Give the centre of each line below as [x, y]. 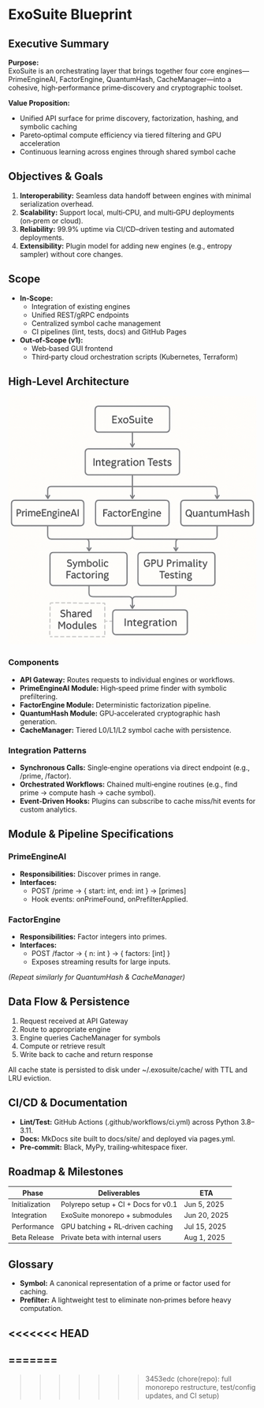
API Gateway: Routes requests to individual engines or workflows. [127, 679]
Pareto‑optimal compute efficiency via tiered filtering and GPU [121, 135]
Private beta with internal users [111, 1237]
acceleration [40, 143]
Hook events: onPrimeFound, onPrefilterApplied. [110, 899]
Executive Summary [59, 44]
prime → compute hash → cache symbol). [87, 793]
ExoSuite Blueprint [70, 15]
